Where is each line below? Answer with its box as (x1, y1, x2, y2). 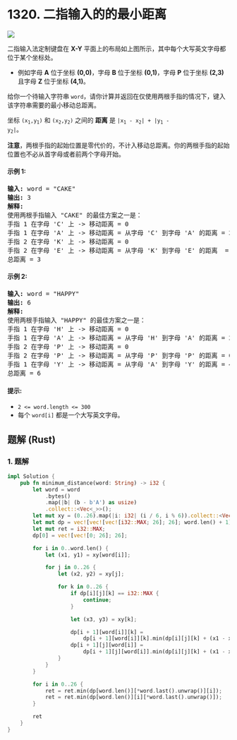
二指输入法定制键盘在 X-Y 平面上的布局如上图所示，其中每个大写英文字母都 (7, 44, 226, 53)
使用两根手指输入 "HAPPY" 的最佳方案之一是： (7, 316, 146, 325)
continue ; (83, 596, 112, 604)
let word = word (32, 486, 80, 493)
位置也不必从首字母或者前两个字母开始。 (7, 150, 125, 158)
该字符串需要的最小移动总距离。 (7, 100, 100, 109)
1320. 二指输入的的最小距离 (7, 6, 167, 23)
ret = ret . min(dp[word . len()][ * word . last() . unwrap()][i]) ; (44, 687, 222, 694)
